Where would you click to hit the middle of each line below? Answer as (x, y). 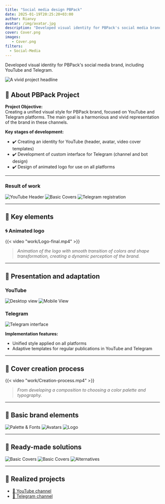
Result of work (23, 186)
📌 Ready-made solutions (43, 447)
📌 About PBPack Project (42, 95)
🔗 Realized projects (35, 479)
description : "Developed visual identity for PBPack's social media (77, 28)
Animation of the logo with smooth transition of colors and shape (83, 251)
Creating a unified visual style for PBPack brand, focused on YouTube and (80, 112)
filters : (14, 46)
